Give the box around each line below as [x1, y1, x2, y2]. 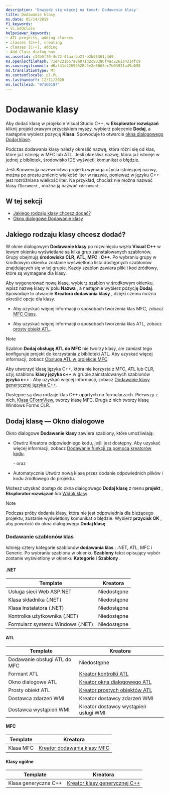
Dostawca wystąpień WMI [8, 706, 70, 713]
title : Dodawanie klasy [6, 12, 56, 17]
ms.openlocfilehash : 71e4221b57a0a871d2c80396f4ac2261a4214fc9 [6, 59, 141, 64]
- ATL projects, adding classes [6, 36, 73, 41]
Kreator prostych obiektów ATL [79, 687, 152, 694]
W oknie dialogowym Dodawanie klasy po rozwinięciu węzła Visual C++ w [6, 244, 161, 250]
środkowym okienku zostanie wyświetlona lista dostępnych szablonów [6, 260, 152, 266]
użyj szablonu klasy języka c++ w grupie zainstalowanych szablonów [6, 371, 150, 377]
